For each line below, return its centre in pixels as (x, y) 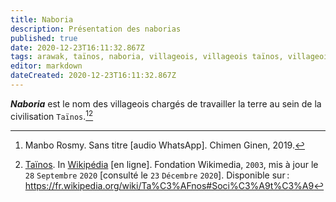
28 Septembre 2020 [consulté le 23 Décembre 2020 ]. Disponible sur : (157, 175)
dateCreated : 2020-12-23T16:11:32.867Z (93, 76)
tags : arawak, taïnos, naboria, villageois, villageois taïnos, (147, 57)
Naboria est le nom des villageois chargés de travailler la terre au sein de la (166, 103)
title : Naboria (42, 19)
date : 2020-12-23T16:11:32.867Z (77, 47)
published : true (44, 38)
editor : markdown (46, 66)
